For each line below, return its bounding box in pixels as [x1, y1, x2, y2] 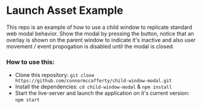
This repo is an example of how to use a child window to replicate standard [6, 23, 193, 31]
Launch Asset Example [6, 4, 124, 17]
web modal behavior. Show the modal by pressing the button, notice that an [6, 30, 194, 37]
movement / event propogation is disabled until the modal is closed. [6, 43, 175, 50]
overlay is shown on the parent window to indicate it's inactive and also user [6, 36, 196, 43]
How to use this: [6, 58, 55, 66]
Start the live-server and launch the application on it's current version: [14, 90, 190, 97]
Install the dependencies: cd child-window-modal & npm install [14, 83, 172, 90]
